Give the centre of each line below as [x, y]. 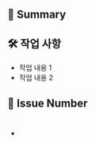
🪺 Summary [37, 15]
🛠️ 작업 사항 [34, 43]
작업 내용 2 [36, 78]
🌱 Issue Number [48, 103]
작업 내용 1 [35, 68]
